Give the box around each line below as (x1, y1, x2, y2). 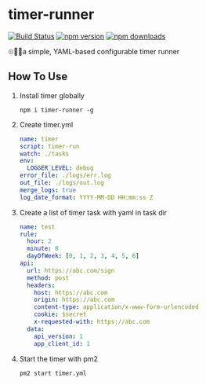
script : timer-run (19, 142, 80, 150)
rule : (19, 230, 38, 238)
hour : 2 (27, 237, 52, 245)
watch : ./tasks (19, 149, 70, 158)
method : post (27, 273, 70, 282)
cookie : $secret (34, 310, 87, 319)
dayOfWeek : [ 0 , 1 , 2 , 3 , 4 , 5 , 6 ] (27, 252, 139, 260)
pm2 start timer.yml (19, 369, 87, 377)
